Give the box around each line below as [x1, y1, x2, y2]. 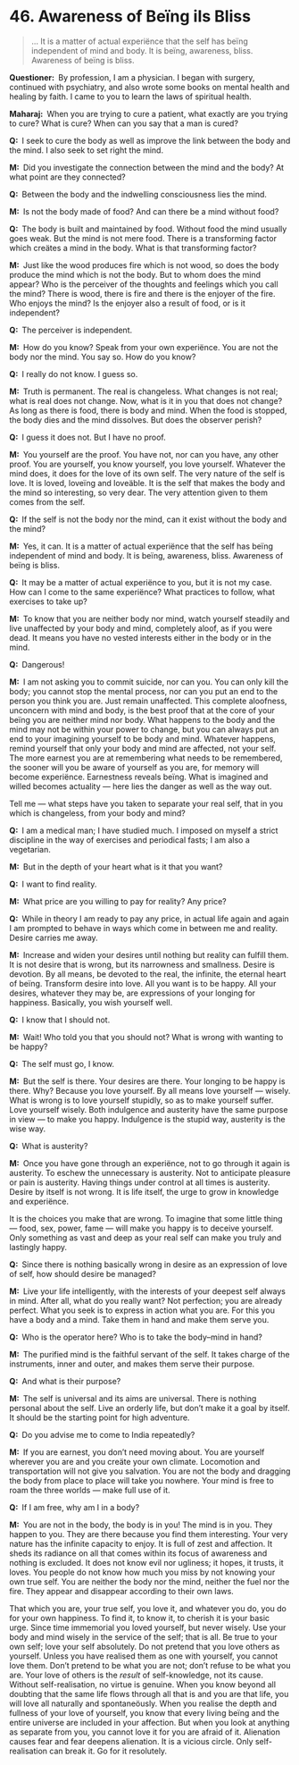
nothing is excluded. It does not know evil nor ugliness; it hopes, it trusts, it [9, 1557, 284, 1567]
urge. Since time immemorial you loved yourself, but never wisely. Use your [9, 1622, 287, 1633]
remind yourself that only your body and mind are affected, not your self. [9, 743, 277, 753]
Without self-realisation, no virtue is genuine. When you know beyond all [9, 1678, 277, 1690]
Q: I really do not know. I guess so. [9, 368, 138, 379]
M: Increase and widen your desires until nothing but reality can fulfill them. [9, 949, 289, 960]
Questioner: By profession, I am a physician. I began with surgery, [9, 71, 255, 82]
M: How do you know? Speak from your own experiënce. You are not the [9, 341, 278, 352]
